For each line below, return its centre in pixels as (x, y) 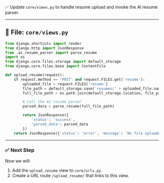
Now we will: (18, 161)
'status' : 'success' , (53, 120)
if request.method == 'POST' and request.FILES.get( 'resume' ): (80, 79)
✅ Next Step (20, 150)
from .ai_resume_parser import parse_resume (51, 53)
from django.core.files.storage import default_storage (63, 62)
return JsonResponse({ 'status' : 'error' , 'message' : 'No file (78, 133)
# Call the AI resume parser (52, 102)
